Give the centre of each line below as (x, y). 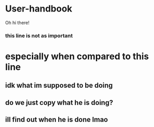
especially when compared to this (77, 56)
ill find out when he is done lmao (57, 120)
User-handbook (39, 9)
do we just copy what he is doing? (59, 103)
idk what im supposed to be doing (59, 86)
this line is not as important (39, 36)
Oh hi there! (17, 23)
